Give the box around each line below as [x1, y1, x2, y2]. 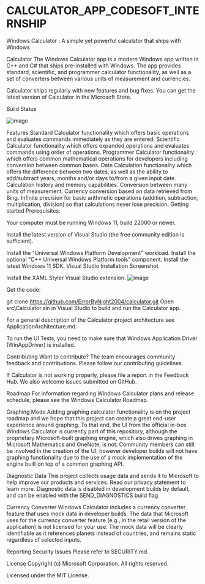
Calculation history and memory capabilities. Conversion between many [6, 181, 188, 188]
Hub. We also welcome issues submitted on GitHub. [6, 377, 137, 385]
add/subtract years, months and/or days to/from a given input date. [6, 174, 176, 181]
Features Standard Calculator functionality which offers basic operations [6, 129, 190, 136]
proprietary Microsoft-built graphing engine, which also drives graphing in [6, 434, 193, 441]
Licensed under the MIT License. [6, 571, 89, 579]
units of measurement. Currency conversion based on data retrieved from [6, 188, 193, 195]
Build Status [6, 105, 37, 112]
